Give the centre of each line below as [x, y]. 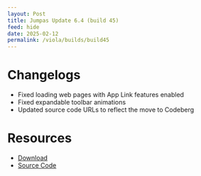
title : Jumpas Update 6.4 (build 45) [63, 20]
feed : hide [23, 27]
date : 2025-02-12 [33, 34]
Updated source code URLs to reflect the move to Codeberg [106, 110]
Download [33, 158]
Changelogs [44, 75]
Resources [40, 138]
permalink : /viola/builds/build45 [59, 40]
